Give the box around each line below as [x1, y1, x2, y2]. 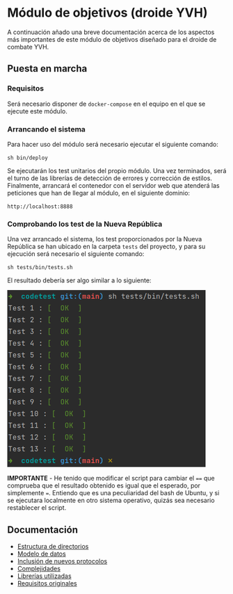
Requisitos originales [17, 579, 78, 588]
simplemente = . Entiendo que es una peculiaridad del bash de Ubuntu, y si [7, 489, 220, 497]
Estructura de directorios [17, 543, 89, 551]
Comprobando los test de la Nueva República [7, 219, 163, 229]
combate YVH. [7, 42, 49, 51]
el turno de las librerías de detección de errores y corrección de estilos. [7, 174, 212, 182]
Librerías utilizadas [17, 572, 72, 580]
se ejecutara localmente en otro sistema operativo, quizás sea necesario [7, 496, 215, 505]
